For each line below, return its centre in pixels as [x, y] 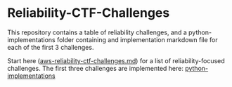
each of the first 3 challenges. [51, 47]
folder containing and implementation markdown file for [137, 39]
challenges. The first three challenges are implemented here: [96, 68]
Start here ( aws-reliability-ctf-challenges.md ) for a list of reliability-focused [116, 60]
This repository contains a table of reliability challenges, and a [97, 32]
